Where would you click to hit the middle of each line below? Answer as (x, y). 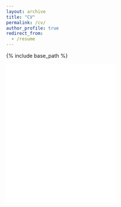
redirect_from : (25, 34)
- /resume (23, 39)
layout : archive (26, 11)
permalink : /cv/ (26, 22)
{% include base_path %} (37, 56)
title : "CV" (21, 17)
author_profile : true (33, 28)
